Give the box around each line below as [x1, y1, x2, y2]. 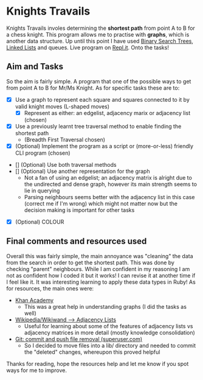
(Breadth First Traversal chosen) [24, 136, 105, 143]
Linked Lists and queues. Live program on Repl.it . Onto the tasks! [6, 44, 169, 51]
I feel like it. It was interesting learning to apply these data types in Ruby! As [6, 278, 196, 286]
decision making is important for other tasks [24, 206, 135, 214]
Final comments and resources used [6, 236, 147, 247]
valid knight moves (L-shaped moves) [15, 102, 110, 110]
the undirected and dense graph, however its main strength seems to [24, 181, 198, 188]
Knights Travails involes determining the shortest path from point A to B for [6, 24, 196, 32]
